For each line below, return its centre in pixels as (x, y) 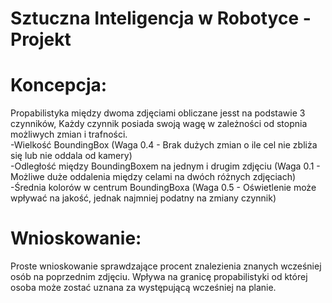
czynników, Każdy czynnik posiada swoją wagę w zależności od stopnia (159, 124)
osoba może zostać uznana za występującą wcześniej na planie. (143, 288)
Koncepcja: (59, 85)
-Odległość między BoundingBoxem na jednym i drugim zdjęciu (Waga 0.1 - (165, 166)
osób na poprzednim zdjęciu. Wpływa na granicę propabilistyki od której (159, 277)
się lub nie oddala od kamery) (71, 156)
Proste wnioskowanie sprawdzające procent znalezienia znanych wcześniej (166, 266)
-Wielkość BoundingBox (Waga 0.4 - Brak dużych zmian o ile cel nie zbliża (164, 145)
